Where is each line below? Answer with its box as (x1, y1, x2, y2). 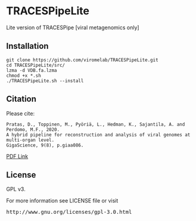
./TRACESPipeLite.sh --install (6, 77, 84, 84)
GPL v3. (6, 186, 26, 193)
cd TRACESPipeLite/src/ (6, 62, 66, 68)
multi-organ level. (6, 137, 55, 143)
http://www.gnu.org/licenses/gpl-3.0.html (6, 208, 132, 216)
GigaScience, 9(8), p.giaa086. (6, 142, 84, 148)
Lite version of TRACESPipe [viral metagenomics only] (6, 24, 139, 31)
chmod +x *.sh (6, 73, 42, 79)
